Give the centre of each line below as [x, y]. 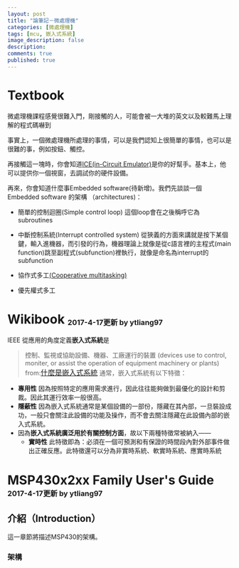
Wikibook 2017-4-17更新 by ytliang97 [85, 319]
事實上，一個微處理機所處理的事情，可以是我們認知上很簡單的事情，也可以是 [119, 140]
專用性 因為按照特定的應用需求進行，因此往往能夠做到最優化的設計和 [118, 389]
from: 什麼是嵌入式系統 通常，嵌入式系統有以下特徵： [106, 373]
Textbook [36, 95]
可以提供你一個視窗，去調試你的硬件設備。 [70, 173]
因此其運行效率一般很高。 [68, 397]
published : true [31, 60]
